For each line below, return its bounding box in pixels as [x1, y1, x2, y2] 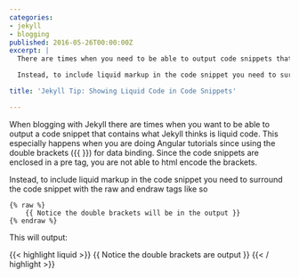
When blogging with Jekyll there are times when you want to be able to [9, 119, 270, 129]
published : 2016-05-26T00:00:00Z [9, 37, 133, 47]
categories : [9, 12, 53, 22]
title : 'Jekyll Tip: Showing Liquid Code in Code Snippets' [9, 86, 238, 95]
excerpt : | [9, 46, 50, 55]
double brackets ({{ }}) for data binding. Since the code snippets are [9, 147, 260, 158]
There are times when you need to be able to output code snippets [17, 54, 273, 63]
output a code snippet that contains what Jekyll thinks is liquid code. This [9, 128, 279, 139]
